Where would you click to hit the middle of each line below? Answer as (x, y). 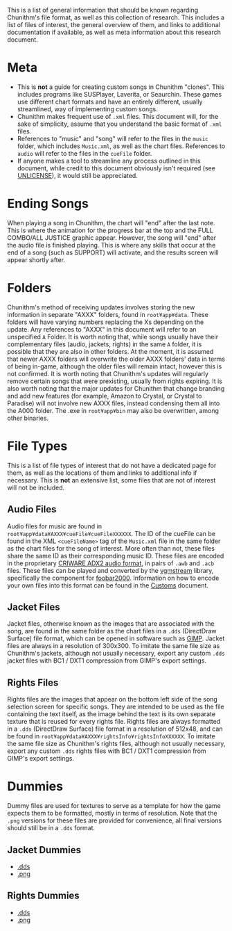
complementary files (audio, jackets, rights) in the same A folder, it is (105, 344)
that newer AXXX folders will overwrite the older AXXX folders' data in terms (116, 359)
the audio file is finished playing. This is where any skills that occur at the (111, 245)
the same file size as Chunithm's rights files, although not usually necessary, (116, 744)
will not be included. (36, 487)
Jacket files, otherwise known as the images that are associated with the (111, 624)
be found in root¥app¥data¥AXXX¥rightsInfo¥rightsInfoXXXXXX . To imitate (111, 736)
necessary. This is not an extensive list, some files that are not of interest (111, 480)
